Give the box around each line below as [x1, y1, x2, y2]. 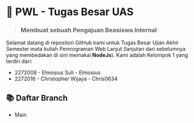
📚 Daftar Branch [6, 93, 68, 103]
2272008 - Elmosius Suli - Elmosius [14, 69, 101, 76]
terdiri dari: [6, 58, 33, 65]
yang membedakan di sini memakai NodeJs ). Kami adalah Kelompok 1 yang [6, 52, 188, 59]
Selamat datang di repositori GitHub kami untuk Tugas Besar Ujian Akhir [6, 39, 179, 46]
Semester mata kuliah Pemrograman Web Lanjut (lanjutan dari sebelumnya [6, 45, 186, 52]
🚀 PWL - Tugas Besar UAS [6, 5, 134, 19]
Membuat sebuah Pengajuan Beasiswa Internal [20, 26, 157, 34]
